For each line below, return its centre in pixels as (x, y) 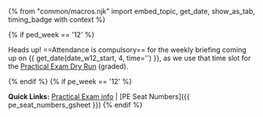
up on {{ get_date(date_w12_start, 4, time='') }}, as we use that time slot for (130, 58)
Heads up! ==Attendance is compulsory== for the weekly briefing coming (128, 50)
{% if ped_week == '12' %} (51, 35)
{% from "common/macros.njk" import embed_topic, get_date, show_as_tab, (131, 11)
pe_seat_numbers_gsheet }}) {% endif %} (75, 105)
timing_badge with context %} (57, 19)
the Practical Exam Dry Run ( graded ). (68, 66)
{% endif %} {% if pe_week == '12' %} (70, 82)
